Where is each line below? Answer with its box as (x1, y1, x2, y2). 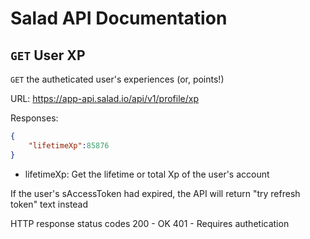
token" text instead (10, 198, 89, 210)
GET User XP (10, 47, 86, 64)
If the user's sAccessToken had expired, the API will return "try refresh (10, 187, 301, 199)
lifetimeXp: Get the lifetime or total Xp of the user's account (24, 168, 270, 180)
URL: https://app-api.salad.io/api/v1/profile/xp (10, 93, 199, 104)
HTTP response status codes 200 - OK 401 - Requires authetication (10, 217, 290, 229)
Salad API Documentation (10, 7, 228, 30)
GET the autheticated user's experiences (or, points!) (10, 73, 225, 85)
